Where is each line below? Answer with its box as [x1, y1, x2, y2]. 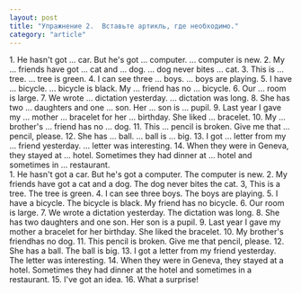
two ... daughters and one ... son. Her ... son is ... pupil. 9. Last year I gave [9, 102, 281, 113]
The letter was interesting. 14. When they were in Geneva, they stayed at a [9, 255, 285, 266]
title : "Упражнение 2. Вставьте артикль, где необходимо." [9, 22, 240, 31]
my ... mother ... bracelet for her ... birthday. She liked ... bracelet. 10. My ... [9, 111, 286, 122]
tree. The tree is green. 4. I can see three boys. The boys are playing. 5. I [9, 188, 279, 199]
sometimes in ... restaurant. [9, 159, 111, 171]
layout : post [9, 13, 58, 22]
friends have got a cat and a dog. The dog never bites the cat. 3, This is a [9, 179, 281, 190]
